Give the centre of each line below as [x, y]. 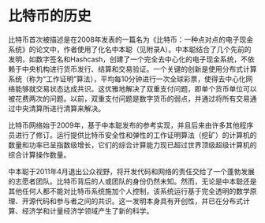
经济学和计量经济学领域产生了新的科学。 [88, 210]
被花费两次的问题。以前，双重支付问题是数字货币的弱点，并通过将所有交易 [129, 98]
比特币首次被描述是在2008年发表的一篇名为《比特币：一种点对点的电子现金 [131, 39]
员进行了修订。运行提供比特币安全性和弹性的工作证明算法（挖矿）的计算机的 [132, 135]
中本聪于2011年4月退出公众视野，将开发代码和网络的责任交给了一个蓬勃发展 [131, 171]
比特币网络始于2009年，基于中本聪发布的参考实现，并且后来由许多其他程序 [131, 125]
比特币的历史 [50, 16]
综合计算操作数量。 [39, 154]
